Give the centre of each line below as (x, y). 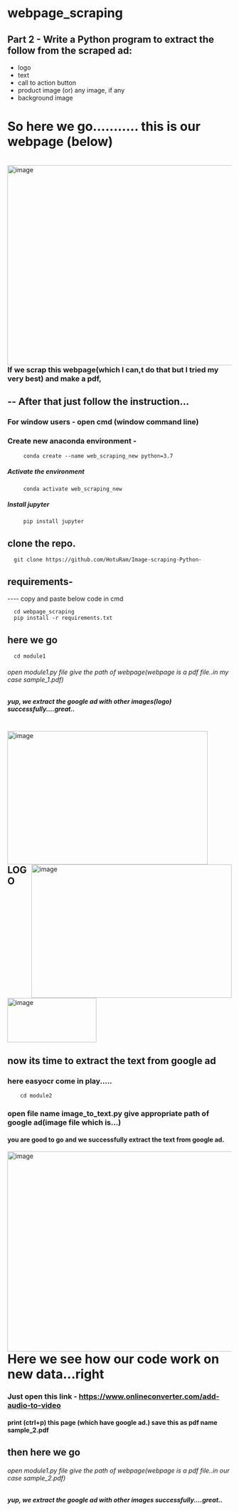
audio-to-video (34, 1406)
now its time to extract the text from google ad (112, 1061)
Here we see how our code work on (113, 1359)
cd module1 (30, 656)
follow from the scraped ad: (70, 50)
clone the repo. (42, 543)
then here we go (44, 1452)
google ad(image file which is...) (64, 1122)
